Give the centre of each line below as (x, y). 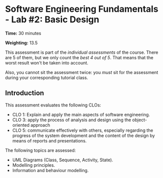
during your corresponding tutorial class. (47, 77)
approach (40, 125)
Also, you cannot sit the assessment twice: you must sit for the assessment (82, 72)
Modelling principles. (34, 165)
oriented (21, 125)
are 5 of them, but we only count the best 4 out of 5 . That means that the (79, 57)
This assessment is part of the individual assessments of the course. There (82, 52)
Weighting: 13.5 (21, 42)
